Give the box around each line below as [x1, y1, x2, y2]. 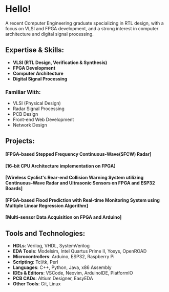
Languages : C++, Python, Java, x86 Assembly [12, 264, 112, 270]
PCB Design [12, 111, 38, 117]
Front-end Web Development [12, 116, 74, 123]
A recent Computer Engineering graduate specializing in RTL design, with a [5, 20, 164, 26]
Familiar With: [5, 88, 41, 95]
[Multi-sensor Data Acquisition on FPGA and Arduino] [5, 214, 122, 220]
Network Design [12, 122, 47, 128]
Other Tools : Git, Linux [12, 281, 61, 287]
